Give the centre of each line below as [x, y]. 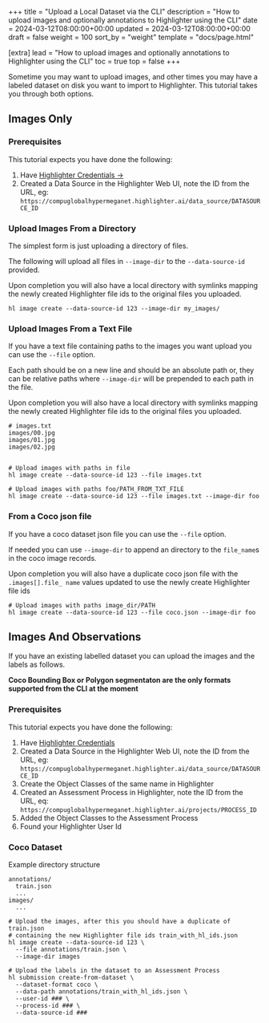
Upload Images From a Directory [72, 228]
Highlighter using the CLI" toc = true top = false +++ [94, 61]
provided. [24, 270]
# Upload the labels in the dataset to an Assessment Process [114, 970]
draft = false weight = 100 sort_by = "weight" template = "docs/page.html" [131, 37]
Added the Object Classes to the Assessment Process [109, 818]
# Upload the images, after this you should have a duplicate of [119, 921]
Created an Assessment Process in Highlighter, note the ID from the [131, 792]
